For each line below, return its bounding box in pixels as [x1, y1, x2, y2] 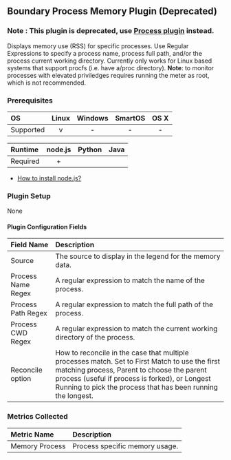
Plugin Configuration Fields [7, 222, 87, 231]
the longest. [54, 391, 94, 401]
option [10, 374, 32, 384]
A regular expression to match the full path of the [54, 300, 213, 309]
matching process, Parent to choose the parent [54, 365, 208, 375]
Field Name [10, 240, 49, 250]
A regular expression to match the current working [54, 324, 218, 333]
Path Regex [10, 309, 48, 318]
